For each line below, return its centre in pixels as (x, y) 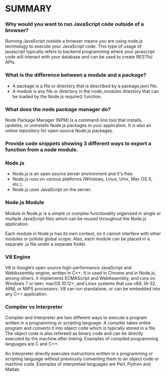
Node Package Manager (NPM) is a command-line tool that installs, (74, 120)
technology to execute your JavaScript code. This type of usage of (74, 46)
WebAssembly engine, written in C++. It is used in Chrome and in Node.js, (81, 273)
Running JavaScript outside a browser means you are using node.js (74, 41)
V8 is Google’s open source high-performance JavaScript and (68, 267)
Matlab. (13, 370)
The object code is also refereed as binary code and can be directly (74, 333)
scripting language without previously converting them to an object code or (82, 359)
